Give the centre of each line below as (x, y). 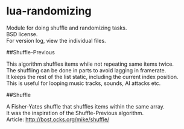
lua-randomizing (49, 11)
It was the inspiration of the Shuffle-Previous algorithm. (75, 113)
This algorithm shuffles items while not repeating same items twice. (90, 64)
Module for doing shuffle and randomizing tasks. (67, 28)
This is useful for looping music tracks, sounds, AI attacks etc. (84, 83)
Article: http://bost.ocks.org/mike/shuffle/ (58, 119)
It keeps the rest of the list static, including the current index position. (93, 77)
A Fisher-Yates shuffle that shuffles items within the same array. (85, 106)
